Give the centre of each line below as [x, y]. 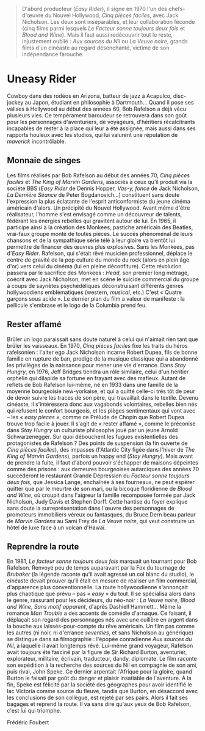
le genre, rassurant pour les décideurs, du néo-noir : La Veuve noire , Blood [101, 600]
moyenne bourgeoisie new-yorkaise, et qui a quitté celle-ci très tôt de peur [101, 391]
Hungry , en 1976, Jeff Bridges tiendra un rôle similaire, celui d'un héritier [98, 372]
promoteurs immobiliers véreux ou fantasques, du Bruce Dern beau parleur [101, 514]
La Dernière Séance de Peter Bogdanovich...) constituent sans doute [93, 194]
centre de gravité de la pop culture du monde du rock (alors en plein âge [98, 260]
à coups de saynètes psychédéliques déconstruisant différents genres [95, 285]
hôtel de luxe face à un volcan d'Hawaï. [56, 527]
